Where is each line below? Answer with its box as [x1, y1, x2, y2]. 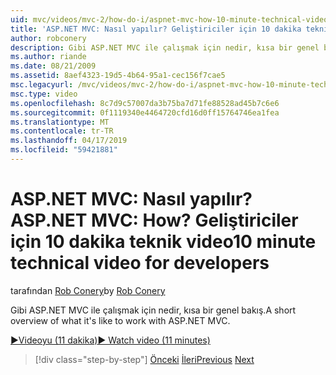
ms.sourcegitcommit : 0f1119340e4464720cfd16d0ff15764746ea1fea [10, 107, 280, 118]
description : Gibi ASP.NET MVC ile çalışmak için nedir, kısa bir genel [10, 42, 320, 53]
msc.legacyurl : [10, 80, 74, 90]
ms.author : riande [10, 52, 87, 62]
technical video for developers [10, 252, 270, 275]
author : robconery [10, 33, 87, 43]
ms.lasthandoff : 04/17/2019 [10, 136, 128, 146]
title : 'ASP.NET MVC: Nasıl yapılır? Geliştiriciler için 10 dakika [10, 24, 302, 34]
